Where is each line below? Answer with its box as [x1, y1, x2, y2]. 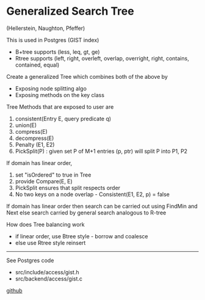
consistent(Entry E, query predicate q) [15, 115, 112, 122]
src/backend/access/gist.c [15, 275, 83, 282]
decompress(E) [15, 134, 54, 142]
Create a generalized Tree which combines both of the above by [6, 73, 168, 80]
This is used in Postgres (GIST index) [6, 36, 99, 43]
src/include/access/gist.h [15, 268, 79, 276]
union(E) [15, 121, 37, 129]
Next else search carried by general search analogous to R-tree [6, 209, 167, 216]
